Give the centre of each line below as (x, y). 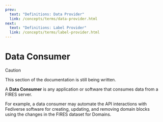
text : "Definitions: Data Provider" (47, 14)
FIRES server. (19, 94)
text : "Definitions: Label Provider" (48, 28)
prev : (11, 10)
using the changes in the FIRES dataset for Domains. (58, 114)
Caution (13, 70)
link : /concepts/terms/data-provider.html (54, 19)
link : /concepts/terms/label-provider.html (54, 32)
